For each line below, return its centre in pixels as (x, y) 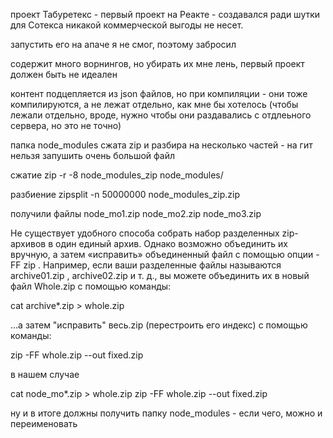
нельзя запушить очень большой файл (92, 155)
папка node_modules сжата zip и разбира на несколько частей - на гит (161, 145)
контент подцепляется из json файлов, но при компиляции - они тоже (159, 93)
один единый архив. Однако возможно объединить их (171, 243)
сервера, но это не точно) (66, 125)
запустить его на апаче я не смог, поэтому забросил (123, 44)
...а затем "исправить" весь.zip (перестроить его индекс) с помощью (159, 325)
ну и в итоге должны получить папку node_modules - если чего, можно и (166, 413)
